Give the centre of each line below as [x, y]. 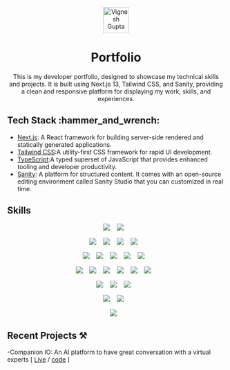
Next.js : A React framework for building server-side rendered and [110, 137]
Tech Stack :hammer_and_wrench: [84, 121]
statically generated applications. [64, 144]
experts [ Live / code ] [39, 360]
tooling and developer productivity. [67, 166]
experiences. [116, 98]
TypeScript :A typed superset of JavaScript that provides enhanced [113, 159]
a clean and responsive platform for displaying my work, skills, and [116, 91]
